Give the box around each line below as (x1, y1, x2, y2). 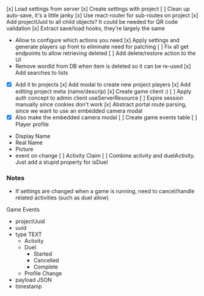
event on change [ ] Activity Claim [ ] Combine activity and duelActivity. (15, 152, 195, 160)
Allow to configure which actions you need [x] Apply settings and (15, 37, 180, 43)
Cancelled (33, 257, 59, 264)
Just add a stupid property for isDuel (15, 158, 108, 166)
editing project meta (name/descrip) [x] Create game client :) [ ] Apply (15, 88, 192, 95)
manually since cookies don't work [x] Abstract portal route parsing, (15, 101, 187, 108)
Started (33, 250, 53, 257)
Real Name (15, 139, 43, 146)
